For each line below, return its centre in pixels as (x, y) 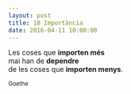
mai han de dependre (44, 61)
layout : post (30, 15)
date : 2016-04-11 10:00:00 (53, 30)
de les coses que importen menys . (66, 70)
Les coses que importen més (56, 53)
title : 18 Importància (46, 23)
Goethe (18, 84)
